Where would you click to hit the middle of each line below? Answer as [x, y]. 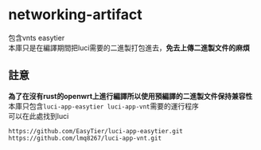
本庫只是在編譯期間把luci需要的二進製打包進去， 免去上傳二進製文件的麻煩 [129, 47]
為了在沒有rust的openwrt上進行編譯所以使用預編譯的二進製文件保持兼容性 [130, 96]
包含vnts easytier [37, 37]
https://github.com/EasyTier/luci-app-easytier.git [95, 131]
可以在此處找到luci [39, 116]
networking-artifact [76, 15]
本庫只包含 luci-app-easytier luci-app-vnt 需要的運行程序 [103, 106]
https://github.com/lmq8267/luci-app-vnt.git [85, 138]
